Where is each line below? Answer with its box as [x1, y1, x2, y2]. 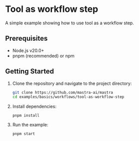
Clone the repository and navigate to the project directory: [12, 80, 132, 86]
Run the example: [12, 122, 49, 128]
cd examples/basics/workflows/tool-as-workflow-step [12, 94, 125, 100]
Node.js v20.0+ [12, 47, 44, 53]
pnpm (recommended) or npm [12, 53, 75, 59]
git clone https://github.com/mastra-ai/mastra [12, 90, 113, 95]
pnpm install [12, 113, 40, 118]
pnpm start [12, 132, 35, 137]
